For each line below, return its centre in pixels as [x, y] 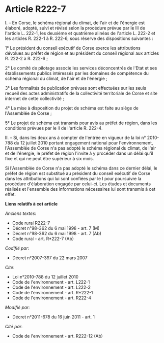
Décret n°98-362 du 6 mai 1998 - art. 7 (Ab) [57, 233]
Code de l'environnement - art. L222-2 [51, 287]
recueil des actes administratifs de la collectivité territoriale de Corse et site [82, 93]
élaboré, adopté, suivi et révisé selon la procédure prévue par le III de [75, 28]
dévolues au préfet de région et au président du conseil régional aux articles [82, 53]
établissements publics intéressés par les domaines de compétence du [77, 73]
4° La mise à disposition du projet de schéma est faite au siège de [72, 108]
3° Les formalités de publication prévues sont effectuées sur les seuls [76, 88]
